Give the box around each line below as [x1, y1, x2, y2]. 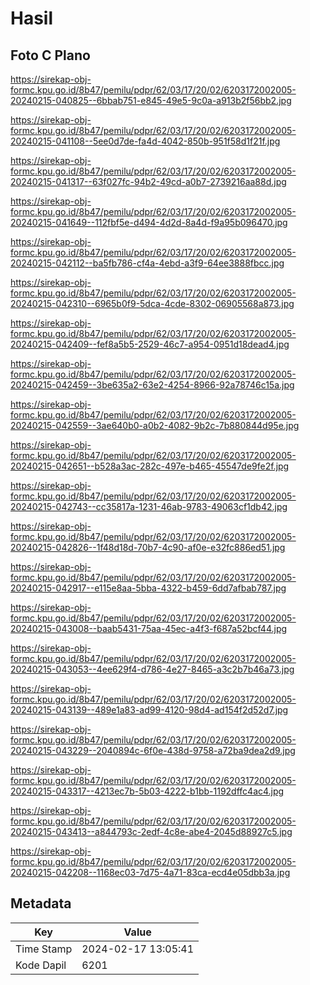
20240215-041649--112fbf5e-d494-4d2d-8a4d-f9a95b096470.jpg [10, 217, 288, 228]
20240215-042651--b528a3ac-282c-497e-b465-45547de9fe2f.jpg [10, 460, 290, 472]
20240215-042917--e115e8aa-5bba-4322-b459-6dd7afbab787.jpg [10, 582, 287, 594]
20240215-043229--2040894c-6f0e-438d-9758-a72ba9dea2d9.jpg [10, 745, 296, 756]
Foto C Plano [10, 47, 91, 64]
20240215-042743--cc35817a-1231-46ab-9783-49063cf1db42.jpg [10, 501, 288, 512]
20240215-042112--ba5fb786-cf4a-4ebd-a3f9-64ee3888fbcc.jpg [10, 257, 285, 269]
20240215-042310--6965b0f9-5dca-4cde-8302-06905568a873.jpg [10, 298, 295, 309]
